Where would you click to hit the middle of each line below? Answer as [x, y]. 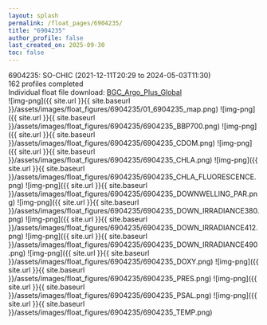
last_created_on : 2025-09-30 [57, 45]
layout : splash [33, 16]
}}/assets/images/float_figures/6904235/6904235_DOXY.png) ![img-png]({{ [133, 261]
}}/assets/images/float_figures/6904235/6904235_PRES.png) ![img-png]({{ [133, 278]
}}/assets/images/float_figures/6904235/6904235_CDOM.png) [112, 143]
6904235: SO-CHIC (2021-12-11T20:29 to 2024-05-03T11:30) [110, 75]
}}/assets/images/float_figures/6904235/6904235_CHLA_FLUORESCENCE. [132, 177]
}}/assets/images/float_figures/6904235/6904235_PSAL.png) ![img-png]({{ [133, 295]
